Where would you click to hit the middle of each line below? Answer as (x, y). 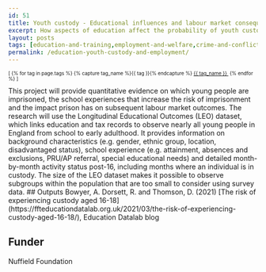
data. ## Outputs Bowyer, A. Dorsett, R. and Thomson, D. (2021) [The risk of (132, 192)
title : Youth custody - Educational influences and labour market (120, 23)
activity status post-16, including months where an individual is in (148, 167)
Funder (27, 242)
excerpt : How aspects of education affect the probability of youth (123, 30)
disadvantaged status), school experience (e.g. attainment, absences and (128, 149)
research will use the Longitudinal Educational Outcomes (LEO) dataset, (125, 116)
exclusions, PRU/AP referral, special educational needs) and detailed (120, 158)
